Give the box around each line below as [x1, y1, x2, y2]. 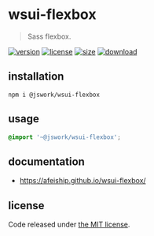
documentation [8, 155, 85, 168]
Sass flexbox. [27, 32, 71, 41]
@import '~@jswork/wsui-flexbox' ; [8, 133, 122, 141]
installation [8, 69, 64, 84]
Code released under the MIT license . [8, 219, 130, 230]
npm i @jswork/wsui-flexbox [8, 91, 101, 99]
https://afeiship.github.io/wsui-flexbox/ [19, 176, 147, 185]
